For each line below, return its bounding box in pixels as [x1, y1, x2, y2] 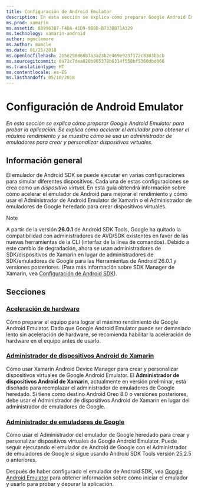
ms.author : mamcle [6, 42, 51, 48]
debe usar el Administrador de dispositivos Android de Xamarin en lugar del [6, 397, 190, 404]
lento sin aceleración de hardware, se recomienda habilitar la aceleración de [6, 331, 192, 338]
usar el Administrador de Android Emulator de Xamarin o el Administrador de [6, 196, 192, 204]
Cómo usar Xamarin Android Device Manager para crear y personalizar [6, 365, 179, 372]
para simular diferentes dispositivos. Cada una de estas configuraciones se [6, 178, 189, 185]
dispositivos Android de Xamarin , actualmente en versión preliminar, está [6, 378, 187, 385]
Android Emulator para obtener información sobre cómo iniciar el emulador [6, 474, 189, 481]
